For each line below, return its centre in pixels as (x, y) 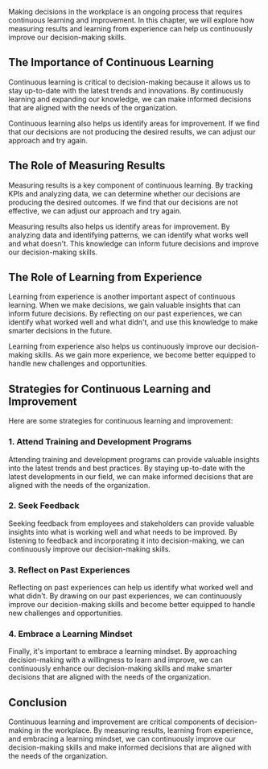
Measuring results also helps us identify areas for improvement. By (120, 226)
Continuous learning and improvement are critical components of (116, 722)
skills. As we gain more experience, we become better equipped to (145, 355)
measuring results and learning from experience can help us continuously (131, 29)
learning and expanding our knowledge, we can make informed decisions (130, 99)
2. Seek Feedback (44, 506)
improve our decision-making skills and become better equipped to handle (132, 605)
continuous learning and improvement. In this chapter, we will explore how (132, 20)
